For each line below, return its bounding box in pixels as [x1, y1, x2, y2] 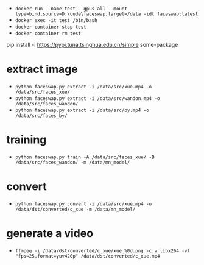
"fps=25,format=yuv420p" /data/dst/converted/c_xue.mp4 [15, 253, 160, 259]
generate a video [6, 227, 93, 240]
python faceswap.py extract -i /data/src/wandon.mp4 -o [15, 95, 160, 102]
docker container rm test [15, 30, 81, 37]
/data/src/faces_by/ [15, 112, 68, 119]
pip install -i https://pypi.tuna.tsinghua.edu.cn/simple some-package [6, 41, 178, 48]
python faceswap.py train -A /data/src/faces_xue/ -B [15, 154, 155, 160]
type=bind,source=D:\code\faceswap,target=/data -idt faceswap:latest [15, 11, 199, 17]
